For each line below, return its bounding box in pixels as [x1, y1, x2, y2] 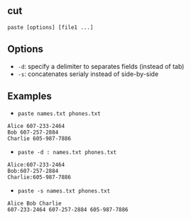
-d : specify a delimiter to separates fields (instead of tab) [17, 62, 185, 70]
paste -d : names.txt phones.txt [17, 149, 117, 156]
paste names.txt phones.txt [17, 110, 101, 117]
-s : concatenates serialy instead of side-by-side [17, 70, 159, 78]
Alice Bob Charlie [7, 200, 62, 208]
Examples [7, 90, 52, 102]
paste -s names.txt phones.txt [17, 188, 111, 195]
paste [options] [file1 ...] [7, 23, 94, 31]
